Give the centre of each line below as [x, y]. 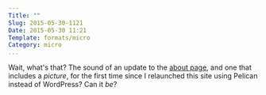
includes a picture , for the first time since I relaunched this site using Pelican [133, 76]
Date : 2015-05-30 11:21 [48, 30]
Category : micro [35, 45]
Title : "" [25, 15]
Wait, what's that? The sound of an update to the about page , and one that [130, 67]
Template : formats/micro [49, 38]
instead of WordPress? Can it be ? [63, 85]
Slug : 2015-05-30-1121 [46, 23]
